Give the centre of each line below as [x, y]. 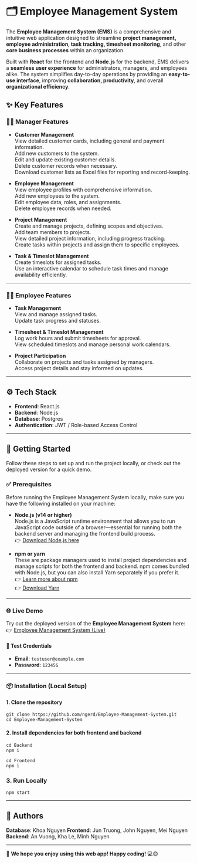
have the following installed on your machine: [61, 503]
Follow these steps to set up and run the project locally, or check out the [93, 463]
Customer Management [44, 134]
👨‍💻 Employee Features [39, 295]
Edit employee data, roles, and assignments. [68, 202]
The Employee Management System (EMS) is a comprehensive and [89, 31]
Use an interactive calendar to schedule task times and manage [91, 268]
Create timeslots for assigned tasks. [58, 262]
